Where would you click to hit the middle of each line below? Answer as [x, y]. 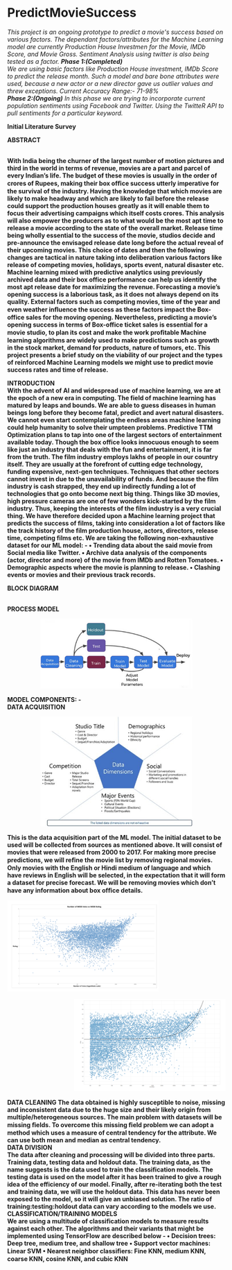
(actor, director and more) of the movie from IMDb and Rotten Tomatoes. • [115, 560]
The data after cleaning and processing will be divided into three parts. [111, 1155]
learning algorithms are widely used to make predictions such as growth [113, 340]
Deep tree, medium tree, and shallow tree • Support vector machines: [109, 1243]
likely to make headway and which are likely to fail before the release [108, 198]
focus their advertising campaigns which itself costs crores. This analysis [116, 213]
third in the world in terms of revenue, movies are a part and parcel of [109, 168]
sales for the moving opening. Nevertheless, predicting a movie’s [121, 317]
